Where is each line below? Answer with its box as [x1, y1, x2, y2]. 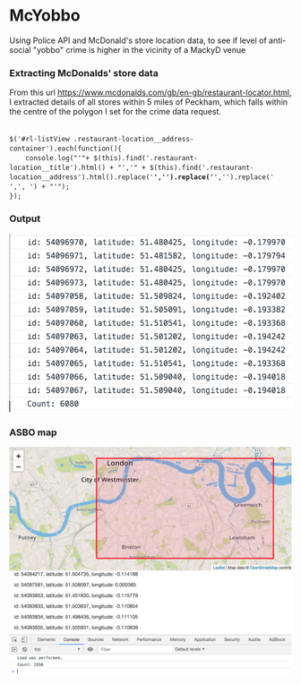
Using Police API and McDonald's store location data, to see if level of [9, 35, 267, 46]
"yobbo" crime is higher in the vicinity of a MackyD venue [32, 44, 246, 55]
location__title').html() [9, 163, 106, 173]
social [9, 44, 31, 55]
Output [9, 212, 41, 225]
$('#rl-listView [9, 135, 70, 144]
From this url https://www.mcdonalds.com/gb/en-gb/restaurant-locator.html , [9, 87, 292, 98]
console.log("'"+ [25, 154, 90, 163]
